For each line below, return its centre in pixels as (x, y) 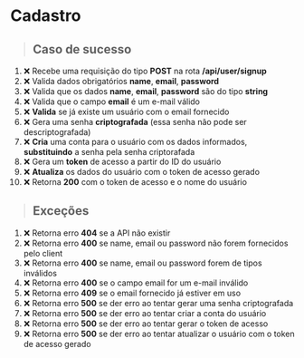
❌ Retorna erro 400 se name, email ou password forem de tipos (142, 263)
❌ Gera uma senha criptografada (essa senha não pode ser (135, 122)
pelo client (43, 253)
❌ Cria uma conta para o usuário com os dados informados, (135, 142)
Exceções (61, 211)
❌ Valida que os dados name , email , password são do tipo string (146, 91)
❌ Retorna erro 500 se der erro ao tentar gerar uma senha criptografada (158, 303)
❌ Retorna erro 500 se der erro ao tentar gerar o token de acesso (146, 324)
